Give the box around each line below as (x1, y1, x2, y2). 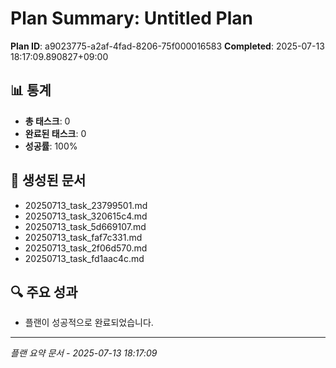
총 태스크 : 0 (24, 115, 71, 127)
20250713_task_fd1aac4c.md (24, 252, 145, 264)
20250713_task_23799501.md (24, 199, 148, 211)
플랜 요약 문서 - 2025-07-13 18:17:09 (10, 347, 158, 359)
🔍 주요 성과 (10, 283, 78, 301)
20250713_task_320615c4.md (24, 210, 148, 222)
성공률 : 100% (24, 140, 78, 152)
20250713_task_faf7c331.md (24, 231, 143, 243)
